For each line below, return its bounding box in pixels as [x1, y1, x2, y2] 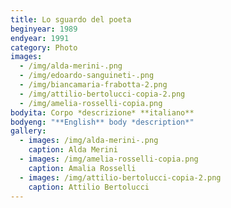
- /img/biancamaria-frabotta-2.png [19, 80, 168, 90]
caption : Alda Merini [28, 145, 118, 155]
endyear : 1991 [10, 33, 70, 43]
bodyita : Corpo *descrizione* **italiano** [10, 107, 195, 118]
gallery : [10, 126, 47, 136]
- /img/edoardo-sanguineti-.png [19, 71, 155, 81]
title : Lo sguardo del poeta [10, 14, 132, 25]
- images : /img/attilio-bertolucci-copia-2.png [19, 172, 222, 183]
